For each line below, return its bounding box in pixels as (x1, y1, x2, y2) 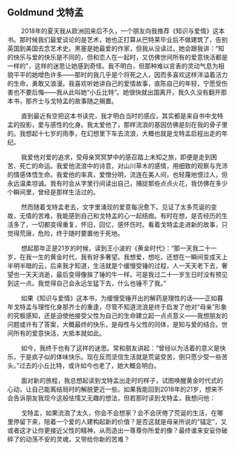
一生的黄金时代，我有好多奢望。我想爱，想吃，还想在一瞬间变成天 (31, 252, 222, 261)
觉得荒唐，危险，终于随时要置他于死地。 (7, 229, 124, 237)
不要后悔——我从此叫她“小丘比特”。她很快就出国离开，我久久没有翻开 (19, 88, 222, 96)
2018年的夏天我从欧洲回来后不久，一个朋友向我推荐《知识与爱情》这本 (20, 27, 225, 35)
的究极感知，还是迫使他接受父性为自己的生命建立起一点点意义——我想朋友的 (7, 311, 228, 320)
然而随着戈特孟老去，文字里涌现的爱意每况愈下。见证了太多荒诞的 (20, 203, 211, 211)
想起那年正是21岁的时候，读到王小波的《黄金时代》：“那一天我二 (20, 244, 205, 252)
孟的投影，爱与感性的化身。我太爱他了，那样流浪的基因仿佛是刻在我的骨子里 (7, 120, 228, 128)
